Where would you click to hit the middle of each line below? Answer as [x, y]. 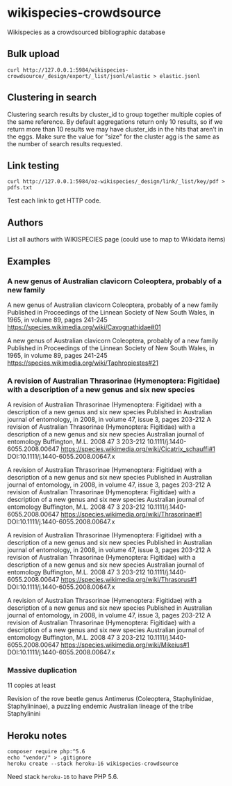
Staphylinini [24, 714]
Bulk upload [34, 54]
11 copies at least [32, 685]
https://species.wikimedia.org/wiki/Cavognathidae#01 [84, 327]
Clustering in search [52, 98]
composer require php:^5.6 [46, 752]
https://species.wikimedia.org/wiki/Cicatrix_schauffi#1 [138, 449]
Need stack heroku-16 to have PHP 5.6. [63, 777]
